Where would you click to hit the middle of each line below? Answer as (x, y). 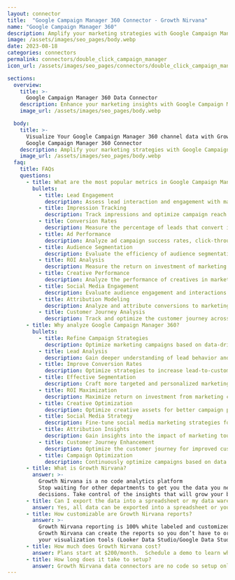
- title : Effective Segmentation (87, 377)
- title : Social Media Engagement (88, 286)
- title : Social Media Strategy (85, 416)
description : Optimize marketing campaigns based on (123, 345)
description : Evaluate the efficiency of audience (120, 254)
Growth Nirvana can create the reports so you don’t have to (129, 533)
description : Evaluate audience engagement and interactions (136, 292)
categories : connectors (42, 53)
